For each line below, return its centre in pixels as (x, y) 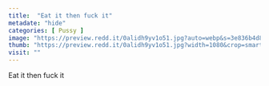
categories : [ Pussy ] (46, 30)
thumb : (19, 45)
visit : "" (25, 53)
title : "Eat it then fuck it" (60, 16)
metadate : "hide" (37, 23)
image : (19, 38)
